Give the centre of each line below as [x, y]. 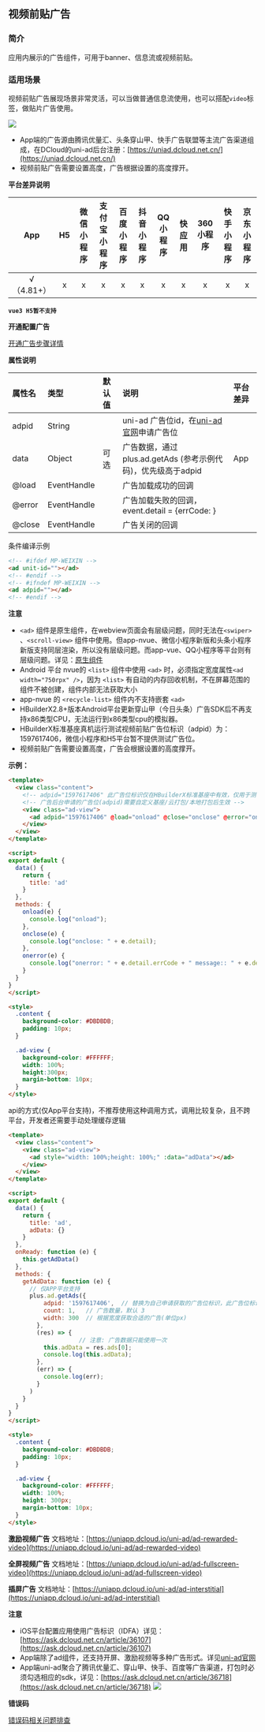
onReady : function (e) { [56, 1252]
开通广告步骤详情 [36, 343]
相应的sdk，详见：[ [72, 1677]
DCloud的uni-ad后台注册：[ [85, 149]
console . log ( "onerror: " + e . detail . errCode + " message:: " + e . [140, 963]
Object [60, 458]
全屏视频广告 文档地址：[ [49, 1563]
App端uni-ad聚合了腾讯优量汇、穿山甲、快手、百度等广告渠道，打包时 [134, 1667]
